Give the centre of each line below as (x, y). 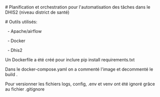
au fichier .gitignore (25, 89)
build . (12, 74)
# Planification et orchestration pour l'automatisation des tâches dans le (78, 7)
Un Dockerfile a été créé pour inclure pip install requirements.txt (70, 60)
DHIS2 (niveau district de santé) (37, 12)
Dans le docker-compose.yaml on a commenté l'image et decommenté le (79, 69)
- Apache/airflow (24, 31)
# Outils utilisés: (21, 22)
